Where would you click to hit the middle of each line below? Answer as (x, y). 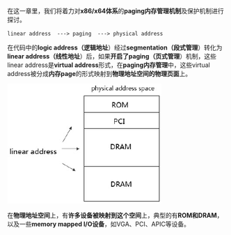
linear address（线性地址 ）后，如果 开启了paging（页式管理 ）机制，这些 (112, 56)
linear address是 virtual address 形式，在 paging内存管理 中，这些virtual (109, 65)
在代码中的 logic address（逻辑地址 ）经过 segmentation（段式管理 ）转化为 (115, 47)
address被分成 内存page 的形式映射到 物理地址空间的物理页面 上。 (99, 74)
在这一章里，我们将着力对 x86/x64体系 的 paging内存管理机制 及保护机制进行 (115, 11)
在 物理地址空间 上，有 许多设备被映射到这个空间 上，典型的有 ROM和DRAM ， (115, 215)
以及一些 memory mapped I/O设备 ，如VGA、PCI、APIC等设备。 (98, 224)
